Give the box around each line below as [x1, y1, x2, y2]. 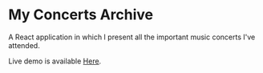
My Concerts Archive [8, 6, 154, 24]
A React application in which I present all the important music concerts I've [8, 32, 256, 42]
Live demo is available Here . [8, 56, 102, 66]
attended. [8, 40, 40, 50]
